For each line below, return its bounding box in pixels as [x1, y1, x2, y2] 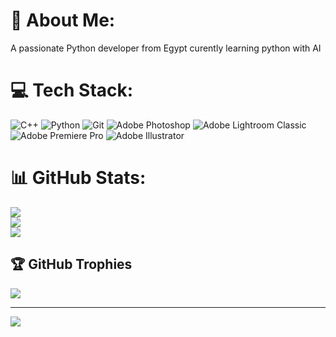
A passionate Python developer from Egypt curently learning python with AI [10, 42, 322, 54]
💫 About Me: [10, 9, 116, 32]
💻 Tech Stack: [10, 79, 134, 102]
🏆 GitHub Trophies [10, 256, 133, 273]
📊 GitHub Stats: [10, 167, 147, 189]
